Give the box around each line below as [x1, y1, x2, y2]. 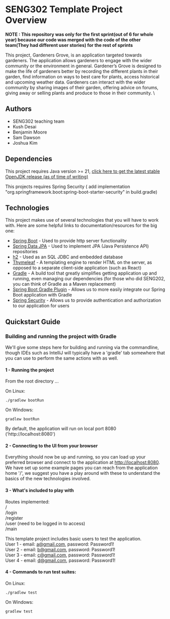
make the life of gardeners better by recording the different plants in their [5, 68, 158, 74]
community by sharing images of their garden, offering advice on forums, [5, 84, 159, 90]
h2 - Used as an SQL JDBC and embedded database [12, 254, 123, 260]
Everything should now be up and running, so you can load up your [5, 454, 146, 460]
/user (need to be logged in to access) [5, 520, 85, 526]
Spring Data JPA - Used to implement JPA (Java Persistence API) [12, 243, 149, 249]
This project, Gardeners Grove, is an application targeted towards [5, 52, 142, 58]
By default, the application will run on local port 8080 [5, 425, 117, 432]
